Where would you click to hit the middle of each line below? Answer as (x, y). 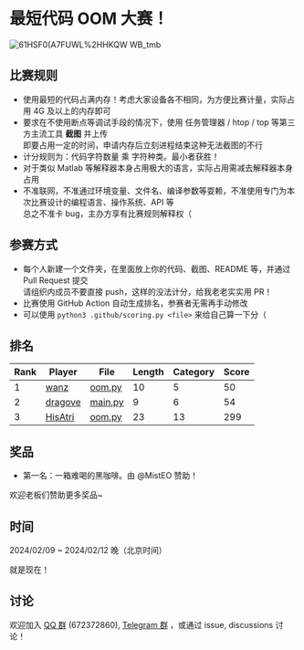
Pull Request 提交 (55, 280)
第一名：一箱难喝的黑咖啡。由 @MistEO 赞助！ (110, 476)
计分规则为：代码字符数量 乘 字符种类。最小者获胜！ (121, 156)
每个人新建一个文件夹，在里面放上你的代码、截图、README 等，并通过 (156, 268)
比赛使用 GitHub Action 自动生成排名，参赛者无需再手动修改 (135, 303)
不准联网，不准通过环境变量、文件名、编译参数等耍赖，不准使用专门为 (155, 190)
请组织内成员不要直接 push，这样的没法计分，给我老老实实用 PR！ (147, 291)
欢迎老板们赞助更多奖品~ (56, 495)
